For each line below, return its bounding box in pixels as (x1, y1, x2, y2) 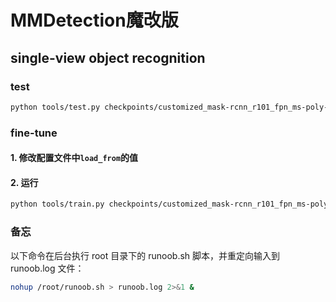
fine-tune (10, 126, 58, 140)
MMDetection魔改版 (10, 9, 179, 32)
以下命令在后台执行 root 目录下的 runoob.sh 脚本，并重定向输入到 (10, 249, 281, 261)
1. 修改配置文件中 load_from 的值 (10, 152, 139, 164)
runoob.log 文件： (10, 262, 85, 274)
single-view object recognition (10, 49, 206, 66)
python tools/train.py (10, 199, 105, 210)
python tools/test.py (10, 102, 101, 112)
